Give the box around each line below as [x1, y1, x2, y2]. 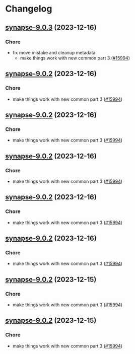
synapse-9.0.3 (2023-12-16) [5, 23, 97, 32]
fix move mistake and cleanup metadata [12, 49, 96, 55]
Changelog [5, 3, 52, 15]
